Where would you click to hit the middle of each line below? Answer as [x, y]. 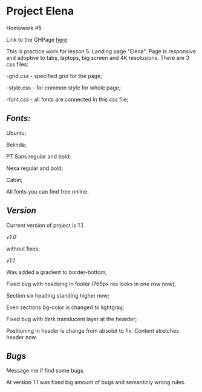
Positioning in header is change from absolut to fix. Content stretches [93, 330]
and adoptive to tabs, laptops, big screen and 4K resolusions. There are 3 [98, 57]
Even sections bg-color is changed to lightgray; [65, 307]
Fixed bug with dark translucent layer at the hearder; [72, 319]
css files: [18, 64]
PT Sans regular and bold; [39, 156]
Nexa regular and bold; [35, 168]
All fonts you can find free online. [47, 191]
